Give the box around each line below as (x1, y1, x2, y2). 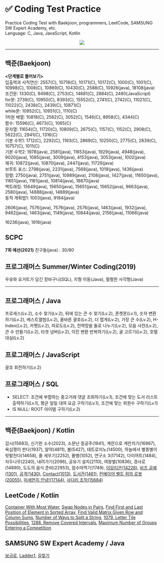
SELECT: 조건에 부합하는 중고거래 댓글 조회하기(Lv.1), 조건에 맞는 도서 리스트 (12, 394, 158, 400)
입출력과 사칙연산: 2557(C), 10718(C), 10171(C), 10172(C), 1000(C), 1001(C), (5, 79, 153, 85)
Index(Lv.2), (5, 323, 29, 329)
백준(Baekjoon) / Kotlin (5, 426, 75, 435)
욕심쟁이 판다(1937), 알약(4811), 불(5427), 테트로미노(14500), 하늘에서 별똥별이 (5, 446, 158, 452)
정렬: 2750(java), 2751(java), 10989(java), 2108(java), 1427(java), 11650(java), (5, 172, 159, 178)
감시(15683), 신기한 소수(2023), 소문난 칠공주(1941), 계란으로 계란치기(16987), (5, 440, 156, 446)
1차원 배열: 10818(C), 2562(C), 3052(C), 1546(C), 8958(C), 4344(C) (5, 114, 140, 120)
